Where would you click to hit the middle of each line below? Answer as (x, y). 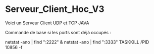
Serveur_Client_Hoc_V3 (55, 9)
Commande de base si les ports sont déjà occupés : (58, 32)
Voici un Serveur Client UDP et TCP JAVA (47, 23)
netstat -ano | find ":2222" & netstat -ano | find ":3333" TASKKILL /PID (77, 42)
